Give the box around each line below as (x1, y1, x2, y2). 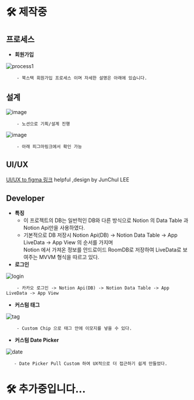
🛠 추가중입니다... (6, 382, 86, 395)
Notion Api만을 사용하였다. (23, 224, 85, 231)
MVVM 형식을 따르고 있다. (39, 254, 100, 261)
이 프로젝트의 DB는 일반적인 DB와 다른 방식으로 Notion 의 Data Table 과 (23, 217, 189, 224)
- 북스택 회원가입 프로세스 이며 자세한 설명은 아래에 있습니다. (16, 75, 148, 81)
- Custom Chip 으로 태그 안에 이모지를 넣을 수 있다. (16, 325, 132, 332)
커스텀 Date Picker (14, 337, 59, 344)
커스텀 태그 (14, 301, 40, 308)
